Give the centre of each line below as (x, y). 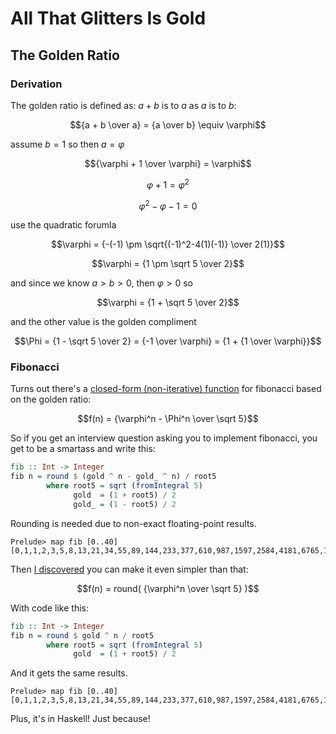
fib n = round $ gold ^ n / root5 (82, 635)
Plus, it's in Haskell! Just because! (80, 719)
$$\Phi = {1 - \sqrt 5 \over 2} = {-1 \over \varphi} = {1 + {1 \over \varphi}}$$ (168, 341)
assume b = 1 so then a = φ (67, 144)
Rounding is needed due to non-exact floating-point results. (133, 523)
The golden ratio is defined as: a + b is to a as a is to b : (123, 105)
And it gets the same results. (69, 673)
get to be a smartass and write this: (83, 449)
